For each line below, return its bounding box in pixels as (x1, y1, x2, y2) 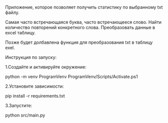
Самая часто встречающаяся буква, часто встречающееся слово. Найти (5, 19, 161, 25)
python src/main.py (5, 112, 45, 118)
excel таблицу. (5, 30, 36, 35)
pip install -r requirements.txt (5, 93, 65, 99)
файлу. (5, 9, 20, 15)
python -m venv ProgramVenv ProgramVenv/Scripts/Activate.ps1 (5, 74, 138, 79)
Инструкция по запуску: (5, 54, 57, 60)
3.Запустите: (5, 103, 32, 109)
